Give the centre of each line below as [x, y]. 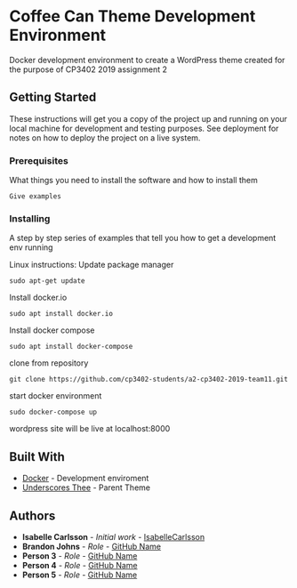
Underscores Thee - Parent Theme [86, 487]
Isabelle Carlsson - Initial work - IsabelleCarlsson [113, 536]
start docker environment [56, 396]
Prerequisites [39, 160]
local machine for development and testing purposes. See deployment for [144, 128]
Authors [32, 516]
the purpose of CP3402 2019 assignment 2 [88, 69]
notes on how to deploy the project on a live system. [105, 137]
